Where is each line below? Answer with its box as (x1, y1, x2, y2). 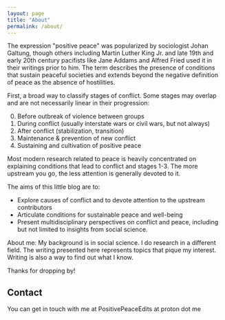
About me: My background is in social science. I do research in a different (7, 239, 216, 247)
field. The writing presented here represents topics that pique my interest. (7, 246, 217, 255)
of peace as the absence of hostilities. (7, 78, 116, 87)
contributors (17, 204, 53, 212)
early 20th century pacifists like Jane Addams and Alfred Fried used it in (7, 56, 213, 65)
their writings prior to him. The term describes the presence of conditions (7, 63, 215, 72)
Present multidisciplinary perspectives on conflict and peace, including (17, 218, 219, 226)
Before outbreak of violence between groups (17, 112, 144, 120)
